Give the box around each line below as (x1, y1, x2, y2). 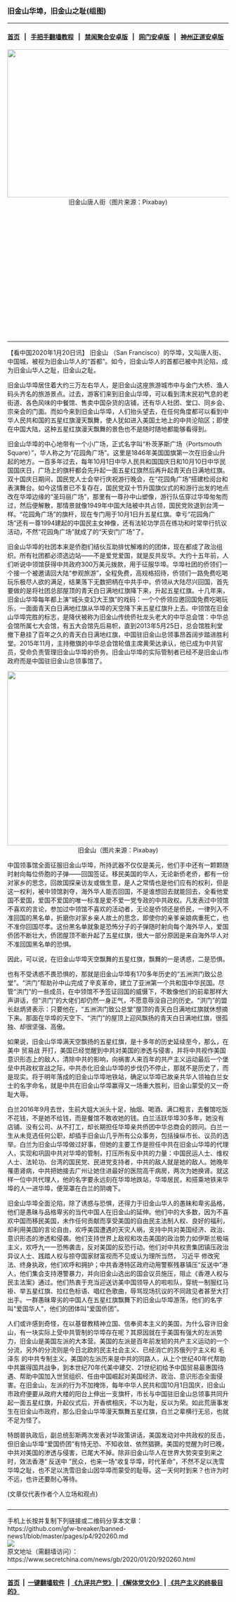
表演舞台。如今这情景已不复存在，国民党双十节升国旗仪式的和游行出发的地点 (7, 483, 229, 492)
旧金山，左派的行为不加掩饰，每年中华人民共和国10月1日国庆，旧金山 (25, 1381, 226, 1389)
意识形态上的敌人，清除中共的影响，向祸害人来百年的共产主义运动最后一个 (7, 1055, 223, 1063)
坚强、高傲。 (31, 1022, 69, 1031)
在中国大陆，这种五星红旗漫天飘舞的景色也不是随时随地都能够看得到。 (7, 424, 211, 433)
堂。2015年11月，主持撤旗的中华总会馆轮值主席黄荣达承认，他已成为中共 (7, 639, 217, 647)
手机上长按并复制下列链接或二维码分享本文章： (7, 1516, 143, 1525)
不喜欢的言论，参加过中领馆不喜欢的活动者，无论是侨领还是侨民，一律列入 (7, 904, 223, 913)
